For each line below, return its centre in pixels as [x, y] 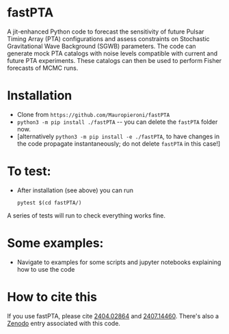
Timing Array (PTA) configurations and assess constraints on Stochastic [108, 38]
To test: [29, 171]
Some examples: [55, 243]
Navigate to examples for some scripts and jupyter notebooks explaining [119, 262]
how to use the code [46, 269]
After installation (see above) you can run [75, 190]
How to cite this [52, 297]
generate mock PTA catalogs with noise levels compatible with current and [112, 53]
